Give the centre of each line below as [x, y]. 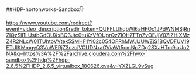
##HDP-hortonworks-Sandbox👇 [45, 9]
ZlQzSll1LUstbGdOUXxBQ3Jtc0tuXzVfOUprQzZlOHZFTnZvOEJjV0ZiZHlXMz [98, 35]
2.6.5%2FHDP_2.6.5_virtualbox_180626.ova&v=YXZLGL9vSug [80, 66]
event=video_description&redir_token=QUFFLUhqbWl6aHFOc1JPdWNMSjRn [98, 29]
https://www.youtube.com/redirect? [49, 23]
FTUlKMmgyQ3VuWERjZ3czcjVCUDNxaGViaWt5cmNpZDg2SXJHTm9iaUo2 [98, 47]
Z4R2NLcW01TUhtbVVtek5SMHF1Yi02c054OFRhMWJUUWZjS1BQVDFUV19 [98, 41]
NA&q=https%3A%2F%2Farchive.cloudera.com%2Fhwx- [76, 53]
